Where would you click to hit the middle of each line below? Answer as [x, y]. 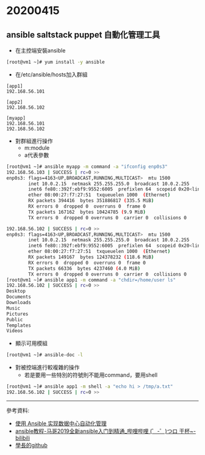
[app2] [15, 102]
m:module [37, 148]
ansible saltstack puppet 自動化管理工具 [83, 35]
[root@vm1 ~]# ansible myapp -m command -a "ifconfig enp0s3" [87, 166]
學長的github [31, 445]
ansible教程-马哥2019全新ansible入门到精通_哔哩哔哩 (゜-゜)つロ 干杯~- [106, 431]
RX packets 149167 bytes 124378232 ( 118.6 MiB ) [91, 257]
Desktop [16, 291]
